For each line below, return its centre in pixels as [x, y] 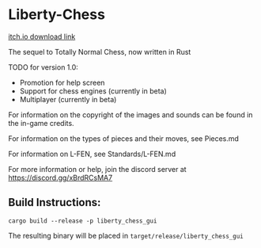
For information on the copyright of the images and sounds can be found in [130, 114]
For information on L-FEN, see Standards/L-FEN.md [92, 154]
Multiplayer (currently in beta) [68, 99]
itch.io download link [42, 36]
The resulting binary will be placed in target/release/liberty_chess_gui [126, 235]
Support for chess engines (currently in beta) [93, 91]
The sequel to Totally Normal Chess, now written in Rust [100, 52]
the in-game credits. [41, 123]
